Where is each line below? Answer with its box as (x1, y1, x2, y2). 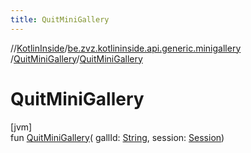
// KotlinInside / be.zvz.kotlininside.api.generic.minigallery (10, 42, 242, 54)
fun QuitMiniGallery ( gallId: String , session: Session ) (10, 131, 225, 143)
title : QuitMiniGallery (10, 14, 110, 25)
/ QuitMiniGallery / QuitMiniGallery (10, 52, 143, 65)
